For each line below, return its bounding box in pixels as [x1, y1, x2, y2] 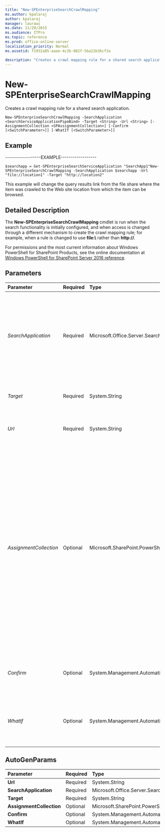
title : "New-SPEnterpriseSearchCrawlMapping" [5, 7, 100, 12]
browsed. [5, 192, 25, 198]
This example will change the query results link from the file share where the [5, 181, 160, 187]
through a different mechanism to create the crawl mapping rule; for [5, 229, 143, 235]
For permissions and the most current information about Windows [5, 244, 138, 250]
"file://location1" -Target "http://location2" [5, 173, 105, 178]
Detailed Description [5, 206, 70, 215]
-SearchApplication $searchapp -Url [73, 168, 148, 173]
